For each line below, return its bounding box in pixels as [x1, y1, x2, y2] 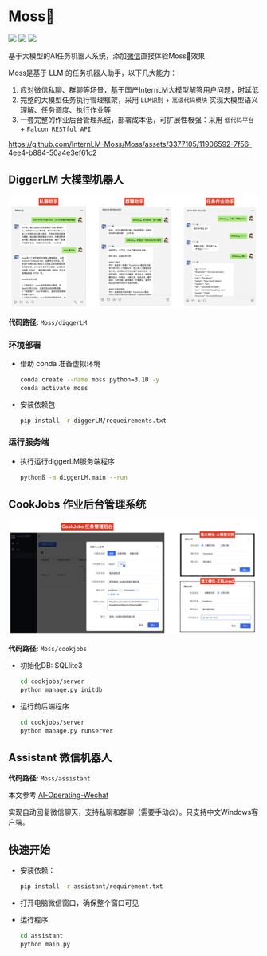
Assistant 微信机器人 [8, 750, 112, 764]
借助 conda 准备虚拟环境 [19, 358, 101, 368]
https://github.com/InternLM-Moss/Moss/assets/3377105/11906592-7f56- [8, 139, 253, 148]
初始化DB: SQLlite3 [19, 660, 83, 670]
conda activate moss [19, 384, 88, 392]
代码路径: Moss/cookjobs [8, 643, 88, 653]
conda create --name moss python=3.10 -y [19, 375, 160, 384]
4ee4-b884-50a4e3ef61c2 [8, 148, 97, 157]
